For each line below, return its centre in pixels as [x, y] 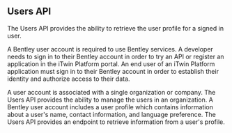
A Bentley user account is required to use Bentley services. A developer [110, 49]
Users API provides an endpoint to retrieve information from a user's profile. [116, 122]
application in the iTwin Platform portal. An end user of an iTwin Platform [111, 64]
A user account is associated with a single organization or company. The [111, 92]
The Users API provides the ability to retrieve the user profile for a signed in [116, 28]
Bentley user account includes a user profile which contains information [110, 107]
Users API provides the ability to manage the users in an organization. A [110, 100]
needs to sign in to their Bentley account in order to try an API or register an [116, 56]
